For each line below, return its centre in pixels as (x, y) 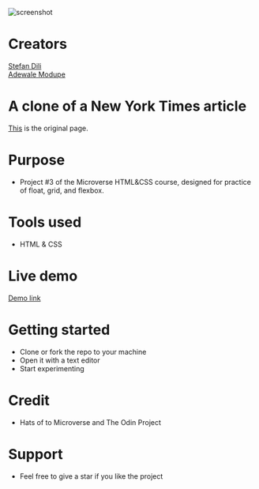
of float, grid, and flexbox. (62, 190)
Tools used (45, 222)
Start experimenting (52, 368)
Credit (29, 400)
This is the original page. (48, 128)
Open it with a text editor (60, 360)
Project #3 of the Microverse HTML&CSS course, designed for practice (135, 182)
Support (36, 454)
